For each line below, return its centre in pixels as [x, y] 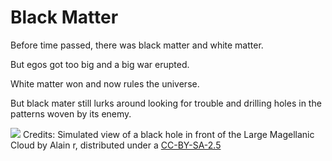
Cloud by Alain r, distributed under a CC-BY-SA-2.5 [116, 145]
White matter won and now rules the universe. [105, 83]
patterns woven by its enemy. [71, 113]
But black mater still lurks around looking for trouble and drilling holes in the [166, 103]
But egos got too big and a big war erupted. [100, 64]
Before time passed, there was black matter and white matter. [137, 45]
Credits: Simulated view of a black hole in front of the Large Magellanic [168, 134]
